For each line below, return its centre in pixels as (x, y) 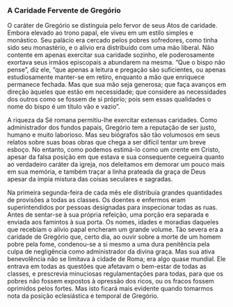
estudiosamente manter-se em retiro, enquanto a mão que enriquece (106, 77)
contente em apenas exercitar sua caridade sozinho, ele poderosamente (111, 55)
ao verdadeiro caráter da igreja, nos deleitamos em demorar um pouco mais (116, 165)
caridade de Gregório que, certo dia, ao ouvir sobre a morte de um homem (114, 237)
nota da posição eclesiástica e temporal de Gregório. (83, 296)
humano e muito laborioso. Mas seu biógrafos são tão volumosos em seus (114, 135)
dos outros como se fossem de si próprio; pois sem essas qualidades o (109, 99)
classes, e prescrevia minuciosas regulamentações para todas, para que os (115, 274)
